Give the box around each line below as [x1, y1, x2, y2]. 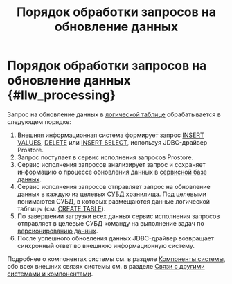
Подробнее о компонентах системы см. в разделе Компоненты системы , [7, 254, 226, 263]
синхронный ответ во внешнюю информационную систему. [17, 241, 195, 249]
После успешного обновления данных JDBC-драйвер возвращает [17, 233, 215, 242]
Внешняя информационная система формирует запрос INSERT [17, 131, 204, 139]
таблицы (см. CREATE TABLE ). [17, 204, 106, 213]
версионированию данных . [17, 227, 98, 235]
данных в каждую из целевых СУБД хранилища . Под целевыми [17, 190, 206, 198]
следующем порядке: [7, 117, 71, 125]
